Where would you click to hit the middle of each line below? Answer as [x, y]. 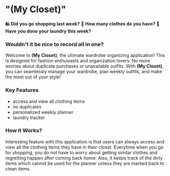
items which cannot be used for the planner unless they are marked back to [85, 163]
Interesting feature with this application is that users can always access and [85, 141]
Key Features [22, 90]
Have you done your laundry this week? [48, 31]
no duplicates [27, 107]
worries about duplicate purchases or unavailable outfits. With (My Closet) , [84, 66]
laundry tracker [29, 118]
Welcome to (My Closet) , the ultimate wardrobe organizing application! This [85, 55]
